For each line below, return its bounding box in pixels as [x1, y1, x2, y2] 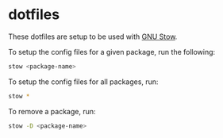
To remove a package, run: [8, 106, 97, 116]
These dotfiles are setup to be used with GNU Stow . [8, 32, 178, 41]
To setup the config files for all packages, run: [8, 77, 159, 86]
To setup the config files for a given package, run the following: [8, 47, 216, 56]
